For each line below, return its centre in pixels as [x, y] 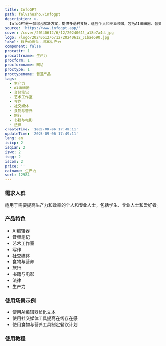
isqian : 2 [15, 148]
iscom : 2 [14, 161]
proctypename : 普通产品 [28, 74]
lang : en [14, 138]
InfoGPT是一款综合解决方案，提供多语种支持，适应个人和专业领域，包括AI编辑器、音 [84, 23]
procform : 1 [17, 60]
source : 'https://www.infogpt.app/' [43, 28]
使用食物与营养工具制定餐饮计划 [45, 325]
